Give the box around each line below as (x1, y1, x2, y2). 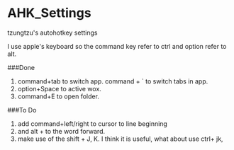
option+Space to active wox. (17, 84, 101, 93)
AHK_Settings (7, 5, 91, 21)
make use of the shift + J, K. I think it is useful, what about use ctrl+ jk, (17, 134, 223, 143)
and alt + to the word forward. (17, 127, 106, 135)
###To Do (7, 105, 37, 114)
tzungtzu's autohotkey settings (7, 28, 98, 37)
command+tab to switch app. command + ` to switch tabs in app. (17, 76, 208, 86)
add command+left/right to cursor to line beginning (17, 119, 168, 128)
